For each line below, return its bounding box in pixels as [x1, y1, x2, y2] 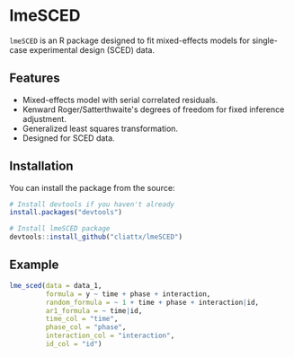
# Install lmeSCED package [9, 224, 111, 233]
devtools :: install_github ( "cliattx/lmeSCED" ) [9, 232, 183, 242]
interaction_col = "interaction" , [45, 331, 175, 341]
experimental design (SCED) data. [29, 44, 156, 55]
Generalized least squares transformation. [22, 123, 178, 134]
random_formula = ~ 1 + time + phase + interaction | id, [45, 298, 259, 307]
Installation [9, 159, 74, 174]
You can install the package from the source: [9, 182, 175, 193]
